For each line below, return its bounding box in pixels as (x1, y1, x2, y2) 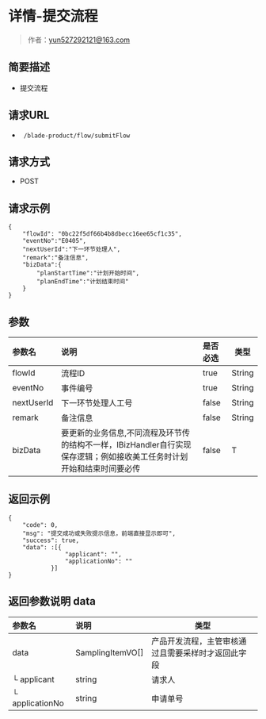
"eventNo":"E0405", (22, 237, 87, 245)
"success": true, (22, 536, 80, 544)
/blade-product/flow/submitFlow (23, 132, 131, 140)
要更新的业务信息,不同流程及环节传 (60, 428, 191, 438)
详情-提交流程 (8, 7, 99, 25)
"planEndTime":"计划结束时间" (36, 278, 129, 286)
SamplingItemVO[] (74, 647, 144, 658)
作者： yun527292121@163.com (27, 35, 131, 44)
